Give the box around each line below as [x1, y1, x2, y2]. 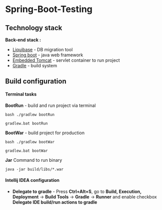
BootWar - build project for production [5, 130, 85, 136]
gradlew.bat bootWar [5, 148, 48, 153]
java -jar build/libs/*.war [5, 167, 64, 172]
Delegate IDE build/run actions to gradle [12, 199, 97, 205]
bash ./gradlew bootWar [5, 139, 55, 144]
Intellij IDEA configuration [5, 177, 60, 183]
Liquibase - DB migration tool [12, 47, 73, 52]
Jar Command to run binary [5, 157, 62, 163]
